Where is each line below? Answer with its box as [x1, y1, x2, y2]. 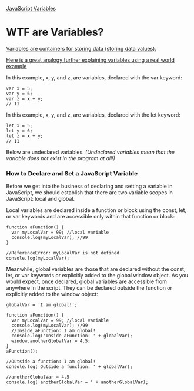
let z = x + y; [6, 132, 44, 139]
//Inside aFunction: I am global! [11, 328, 96, 334]
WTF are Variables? [6, 26, 104, 39]
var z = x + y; [6, 95, 44, 102]
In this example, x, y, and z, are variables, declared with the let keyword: [6, 111, 180, 118]
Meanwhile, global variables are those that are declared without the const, [6, 266, 186, 273]
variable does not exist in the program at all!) [6, 154, 116, 161]
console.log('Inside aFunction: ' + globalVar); [11, 333, 133, 339]
